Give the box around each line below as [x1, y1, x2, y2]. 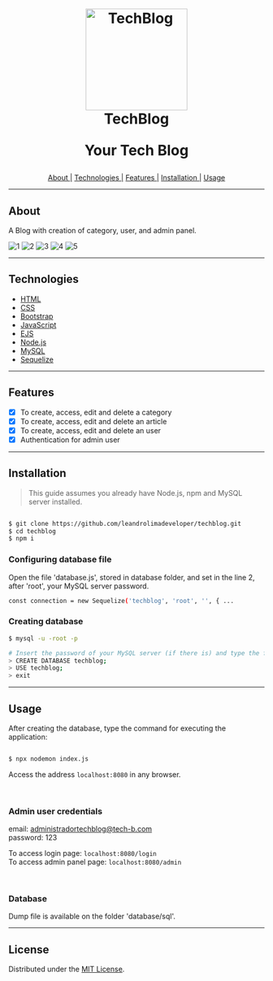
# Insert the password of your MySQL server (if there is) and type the [8, 649, 260, 658]
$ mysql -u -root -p [8, 634, 79, 642]
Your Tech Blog [84, 141, 189, 160]
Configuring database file [8, 553, 112, 565]
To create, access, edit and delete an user [19, 425, 161, 435]
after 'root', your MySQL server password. [8, 581, 149, 591]
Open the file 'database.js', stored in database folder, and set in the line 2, [8, 572, 255, 582]
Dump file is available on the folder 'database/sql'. [8, 911, 176, 922]
